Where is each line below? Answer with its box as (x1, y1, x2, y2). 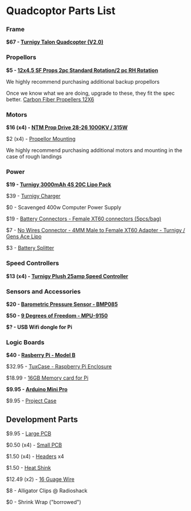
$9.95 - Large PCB (6, 430, 52, 437)
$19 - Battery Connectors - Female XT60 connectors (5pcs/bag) (6, 215, 162, 222)
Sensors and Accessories (6, 287, 81, 295)
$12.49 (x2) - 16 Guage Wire (6, 476, 75, 483)
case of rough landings (6, 153, 62, 160)
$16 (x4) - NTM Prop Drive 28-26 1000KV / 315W (6, 124, 128, 131)
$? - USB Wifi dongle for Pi (6, 323, 72, 331)
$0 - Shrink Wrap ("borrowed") (6, 499, 81, 506)
